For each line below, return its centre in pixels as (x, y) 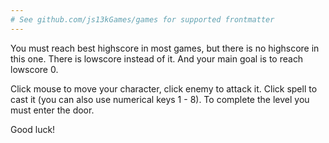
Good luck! (33, 129)
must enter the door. (52, 110)
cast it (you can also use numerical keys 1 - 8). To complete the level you (160, 99)
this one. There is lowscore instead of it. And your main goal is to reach (157, 58)
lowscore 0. (34, 69)
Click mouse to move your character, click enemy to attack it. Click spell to (164, 88)
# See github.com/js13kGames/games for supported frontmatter (142, 19)
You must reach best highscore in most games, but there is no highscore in (165, 48)
